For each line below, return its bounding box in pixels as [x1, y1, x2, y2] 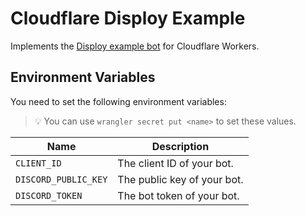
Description [151, 139, 210, 153]
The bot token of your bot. [117, 188, 240, 202]
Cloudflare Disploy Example [10, 7, 246, 30]
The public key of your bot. [117, 172, 244, 186]
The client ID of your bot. [117, 156, 234, 170]
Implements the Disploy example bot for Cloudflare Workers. [10, 40, 260, 52]
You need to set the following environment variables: [10, 95, 227, 107]
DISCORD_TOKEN [15, 190, 83, 201]
